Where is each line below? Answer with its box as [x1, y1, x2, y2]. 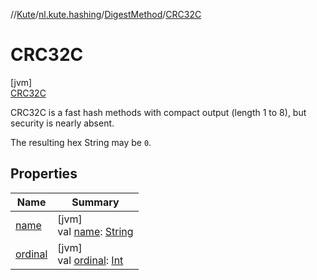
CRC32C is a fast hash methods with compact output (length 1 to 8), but [10, 106, 307, 118]
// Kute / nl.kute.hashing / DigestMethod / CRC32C [10, 9, 202, 20]
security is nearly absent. [10, 117, 115, 129]
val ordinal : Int [57, 253, 124, 267]
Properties [10, 165, 78, 183]
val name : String [57, 224, 134, 238]
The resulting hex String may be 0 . [10, 136, 152, 148]
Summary [71, 195, 120, 209]
